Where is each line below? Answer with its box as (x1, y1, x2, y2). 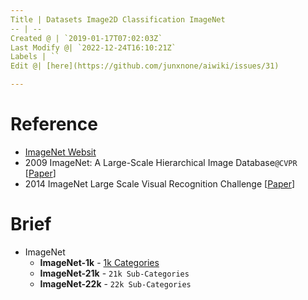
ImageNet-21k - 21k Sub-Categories (39, 267, 190, 279)
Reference (10, 113, 98, 136)
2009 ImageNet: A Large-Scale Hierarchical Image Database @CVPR (24, 156, 298, 168)
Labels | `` (10, 52, 60, 62)
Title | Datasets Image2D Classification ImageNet (10, 14, 226, 25)
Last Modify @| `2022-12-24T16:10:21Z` (10, 42, 177, 53)
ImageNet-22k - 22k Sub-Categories (39, 277, 192, 290)
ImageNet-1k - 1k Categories (39, 256, 160, 268)
